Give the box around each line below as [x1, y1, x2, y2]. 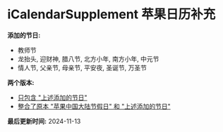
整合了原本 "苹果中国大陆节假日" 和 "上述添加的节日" [17, 102, 171, 110]
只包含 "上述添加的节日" [17, 93, 88, 102]
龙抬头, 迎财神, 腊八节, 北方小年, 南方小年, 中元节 [17, 54, 159, 63]
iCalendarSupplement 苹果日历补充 [7, 6, 216, 22]
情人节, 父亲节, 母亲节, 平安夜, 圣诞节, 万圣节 [17, 63, 147, 72]
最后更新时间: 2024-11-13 [7, 117, 81, 125]
